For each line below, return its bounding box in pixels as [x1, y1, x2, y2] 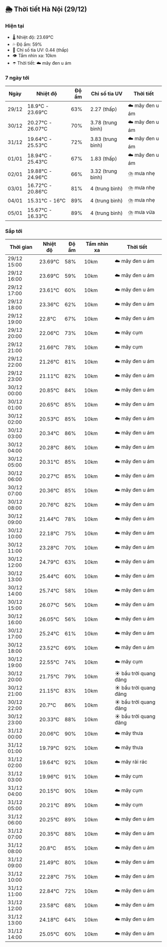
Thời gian [9, 244, 33, 251]
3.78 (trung [90, 119, 117, 126]
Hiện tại [5, 22, 24, 29]
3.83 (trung [90, 136, 117, 143]
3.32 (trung [90, 167, 117, 174]
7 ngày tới [5, 74, 30, 81]
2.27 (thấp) [90, 106, 117, 113]
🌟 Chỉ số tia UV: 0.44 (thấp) [12, 47, 69, 53]
